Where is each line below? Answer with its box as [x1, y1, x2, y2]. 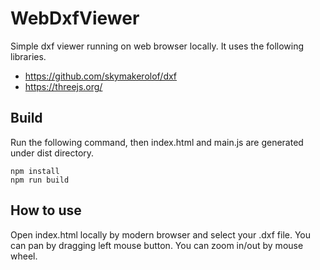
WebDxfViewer [10, 7, 140, 30]
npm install [10, 166, 60, 176]
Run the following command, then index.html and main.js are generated [10, 136, 304, 148]
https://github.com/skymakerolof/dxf [24, 70, 178, 82]
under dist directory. [10, 147, 95, 159]
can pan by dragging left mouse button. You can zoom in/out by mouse [10, 239, 304, 251]
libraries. [10, 50, 47, 62]
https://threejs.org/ [24, 80, 103, 92]
